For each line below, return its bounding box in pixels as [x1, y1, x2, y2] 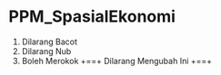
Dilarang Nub [21, 45, 72, 56]
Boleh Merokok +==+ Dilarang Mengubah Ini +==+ [21, 55, 213, 66]
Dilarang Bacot [21, 36, 78, 47]
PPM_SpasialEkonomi [8, 6, 176, 27]
